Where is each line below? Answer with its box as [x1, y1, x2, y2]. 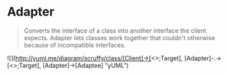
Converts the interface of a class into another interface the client [23, 26, 207, 35]
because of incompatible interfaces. [23, 41, 126, 49]
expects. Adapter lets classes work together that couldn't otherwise [23, 33, 216, 41]
